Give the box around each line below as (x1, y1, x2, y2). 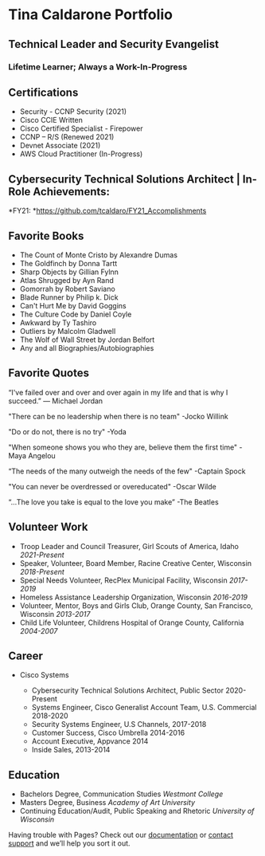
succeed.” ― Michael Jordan (8, 396, 103, 406)
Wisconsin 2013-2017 (19, 609, 91, 618)
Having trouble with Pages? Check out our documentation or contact (8, 830, 233, 840)
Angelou (27, 450, 56, 460)
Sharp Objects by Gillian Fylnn (19, 267, 119, 277)
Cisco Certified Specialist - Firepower (19, 124, 143, 133)
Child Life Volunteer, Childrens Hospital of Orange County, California (19, 618, 244, 627)
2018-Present (19, 567, 65, 576)
